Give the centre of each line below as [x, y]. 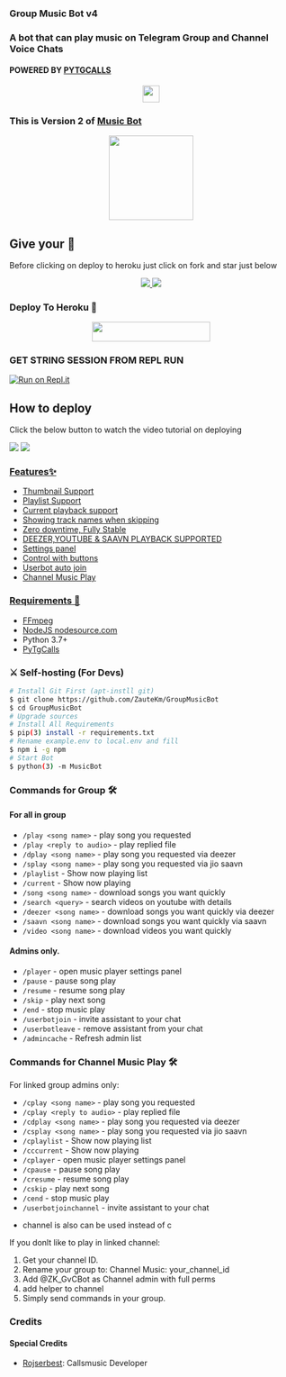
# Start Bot [31, 758]
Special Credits [39, 1343]
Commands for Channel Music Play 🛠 [94, 1062]
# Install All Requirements [62, 725]
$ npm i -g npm [38, 750]
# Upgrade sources [44, 716]
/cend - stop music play [66, 1198]
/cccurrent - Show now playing [80, 1150]
